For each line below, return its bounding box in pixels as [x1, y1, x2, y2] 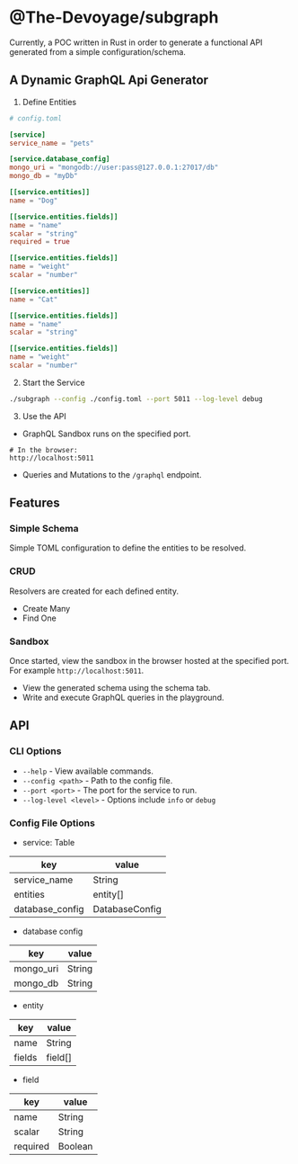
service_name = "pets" [9, 139, 94, 148]
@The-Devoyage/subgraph [9, 7, 219, 28]
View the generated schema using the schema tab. [22, 683, 211, 694]
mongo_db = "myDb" [9, 172, 78, 181]
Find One [22, 613, 57, 623]
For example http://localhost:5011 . [9, 665, 145, 676]
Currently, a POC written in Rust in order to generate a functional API [9, 37, 263, 48]
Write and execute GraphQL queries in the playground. [22, 692, 224, 703]
